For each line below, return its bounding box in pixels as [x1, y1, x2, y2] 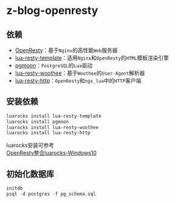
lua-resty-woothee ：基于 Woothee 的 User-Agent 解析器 [15, 69, 145, 77]
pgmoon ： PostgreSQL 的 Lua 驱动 [15, 62, 93, 69]
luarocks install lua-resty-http [6, 130, 91, 136]
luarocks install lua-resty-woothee [6, 124, 99, 131]
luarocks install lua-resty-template [6, 113, 102, 119]
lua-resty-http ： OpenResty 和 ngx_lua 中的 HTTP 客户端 [15, 77, 142, 84]
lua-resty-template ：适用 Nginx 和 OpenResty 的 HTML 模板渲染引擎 [15, 54, 170, 61]
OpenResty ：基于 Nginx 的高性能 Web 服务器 [15, 47, 118, 53]
